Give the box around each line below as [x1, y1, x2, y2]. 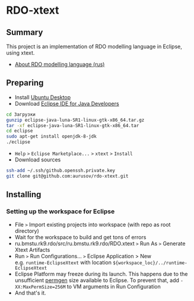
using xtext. [6, 49, 35, 56]
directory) [14, 227, 40, 235]
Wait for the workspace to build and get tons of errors [14, 233, 147, 240]
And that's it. [14, 289, 46, 296]
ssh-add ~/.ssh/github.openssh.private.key [6, 167, 116, 174]
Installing [6, 189, 42, 199]
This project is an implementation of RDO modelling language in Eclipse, [6, 43, 182, 50]
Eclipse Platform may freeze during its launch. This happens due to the [14, 270, 188, 277]
